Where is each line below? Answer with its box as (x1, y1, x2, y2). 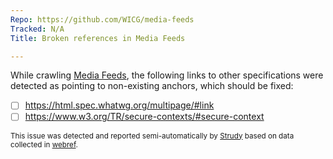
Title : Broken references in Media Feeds (10, 33, 186, 43)
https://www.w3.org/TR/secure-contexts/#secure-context (24, 111, 265, 123)
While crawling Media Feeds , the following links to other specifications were (10, 69, 324, 81)
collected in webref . (10, 139, 78, 150)
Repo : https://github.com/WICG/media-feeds (10, 14, 195, 25)
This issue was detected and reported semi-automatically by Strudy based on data (10, 131, 295, 141)
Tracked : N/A (10, 24, 65, 34)
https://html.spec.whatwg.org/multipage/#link (24, 99, 215, 111)
